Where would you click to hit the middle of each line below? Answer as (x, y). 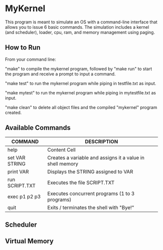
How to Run (23, 47)
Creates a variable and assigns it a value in (96, 158)
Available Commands (38, 128)
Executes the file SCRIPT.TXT (81, 182)
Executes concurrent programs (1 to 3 (91, 194)
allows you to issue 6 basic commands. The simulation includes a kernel (77, 27)
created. (13, 112)
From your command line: (31, 59)
